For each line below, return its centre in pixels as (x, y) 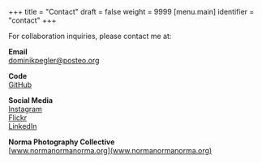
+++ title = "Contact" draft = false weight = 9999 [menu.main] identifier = (131, 12)
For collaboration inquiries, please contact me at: (90, 36)
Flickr (17, 118)
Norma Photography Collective (62, 142)
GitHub (20, 85)
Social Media (31, 100)
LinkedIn (23, 126)
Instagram (25, 109)
